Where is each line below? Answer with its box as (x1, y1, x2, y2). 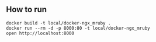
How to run (6, 5, 47, 15)
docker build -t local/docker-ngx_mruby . (6, 20, 111, 26)
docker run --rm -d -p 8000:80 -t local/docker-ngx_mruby (6, 25, 150, 31)
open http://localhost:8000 (6, 30, 75, 36)
